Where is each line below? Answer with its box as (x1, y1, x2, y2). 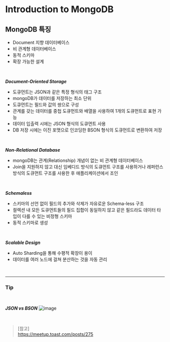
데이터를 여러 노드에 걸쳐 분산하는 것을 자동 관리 (12, 256, 107, 262)
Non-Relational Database (5, 147, 61, 153)
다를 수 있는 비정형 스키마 (22, 213, 72, 219)
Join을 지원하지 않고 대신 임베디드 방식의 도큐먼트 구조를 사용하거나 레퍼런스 (12, 164, 163, 169)
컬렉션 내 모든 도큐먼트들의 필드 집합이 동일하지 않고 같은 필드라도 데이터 (12, 207, 156, 213)
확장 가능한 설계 (12, 58, 44, 64)
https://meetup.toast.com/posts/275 (17, 331, 94, 337)
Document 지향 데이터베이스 (12, 40, 70, 45)
